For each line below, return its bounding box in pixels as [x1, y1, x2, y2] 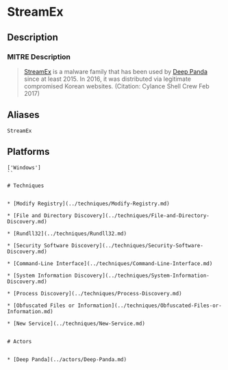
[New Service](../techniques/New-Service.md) [13, 320, 146, 327]
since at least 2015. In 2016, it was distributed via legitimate [23, 75, 192, 83]
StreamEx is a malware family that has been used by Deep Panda [23, 67, 207, 75]
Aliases [7, 109, 40, 121]
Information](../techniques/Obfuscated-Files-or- [77, 302, 223, 309]
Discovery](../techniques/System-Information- [74, 272, 210, 279]
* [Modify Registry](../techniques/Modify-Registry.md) [7, 200, 170, 207]
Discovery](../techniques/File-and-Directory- [74, 212, 210, 219]
